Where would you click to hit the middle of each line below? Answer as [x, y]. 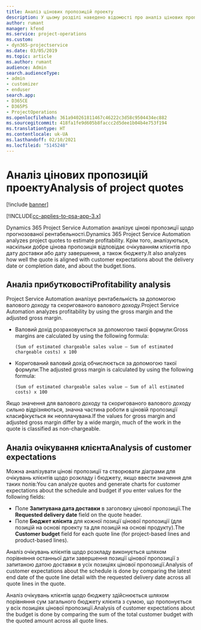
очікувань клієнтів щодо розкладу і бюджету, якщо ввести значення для [99, 478]
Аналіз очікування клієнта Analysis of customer [99, 448]
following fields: [26, 497]
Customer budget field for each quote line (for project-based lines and [102, 534]
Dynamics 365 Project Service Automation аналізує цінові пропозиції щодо [100, 228]
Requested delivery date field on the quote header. [78, 515]
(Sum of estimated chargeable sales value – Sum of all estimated [99, 387]
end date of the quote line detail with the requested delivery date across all [98, 577]
